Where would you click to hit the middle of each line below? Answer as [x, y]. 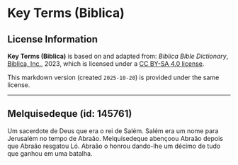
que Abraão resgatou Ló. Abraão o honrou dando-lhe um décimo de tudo [114, 146]
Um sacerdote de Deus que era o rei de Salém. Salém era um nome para [113, 131]
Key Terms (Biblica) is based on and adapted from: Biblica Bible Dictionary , [118, 56]
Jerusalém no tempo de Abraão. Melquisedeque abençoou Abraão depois [115, 138]
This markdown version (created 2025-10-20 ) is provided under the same [113, 77]
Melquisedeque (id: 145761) [70, 114]
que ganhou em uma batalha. [50, 153]
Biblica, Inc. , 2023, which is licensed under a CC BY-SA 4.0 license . [106, 64]
